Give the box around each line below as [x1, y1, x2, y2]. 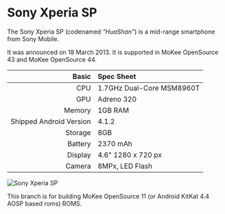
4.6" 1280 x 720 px [97, 150, 163, 159]
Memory [64, 105, 91, 115]
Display [67, 150, 91, 159]
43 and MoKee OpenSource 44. [7, 55, 97, 63]
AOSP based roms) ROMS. [7, 199, 82, 207]
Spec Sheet [97, 71, 137, 81]
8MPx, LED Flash [97, 161, 153, 171]
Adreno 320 [97, 94, 137, 104]
